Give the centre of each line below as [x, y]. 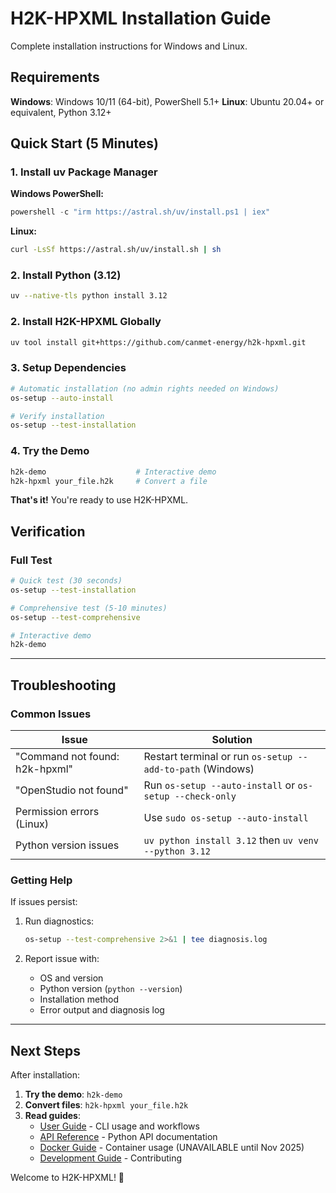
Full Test [31, 560]
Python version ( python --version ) [111, 989]
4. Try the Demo [50, 451]
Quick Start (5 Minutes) [84, 143]
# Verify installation [57, 416]
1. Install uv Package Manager [84, 172]
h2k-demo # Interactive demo [113, 472]
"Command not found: [67, 756]
